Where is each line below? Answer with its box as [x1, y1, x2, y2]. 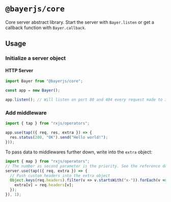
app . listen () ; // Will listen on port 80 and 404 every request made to [5, 97, 163, 102]
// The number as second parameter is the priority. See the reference [5, 163, 160, 169]
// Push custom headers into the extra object [10, 173, 110, 178]
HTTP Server [5, 67, 34, 73]
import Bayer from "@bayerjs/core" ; [5, 79, 83, 84]
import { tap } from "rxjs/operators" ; [5, 121, 90, 126]
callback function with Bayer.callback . [5, 25, 87, 31]
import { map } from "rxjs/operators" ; [5, 159, 90, 164]
